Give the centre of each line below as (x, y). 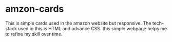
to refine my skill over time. (34, 34)
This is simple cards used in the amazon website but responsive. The (78, 23)
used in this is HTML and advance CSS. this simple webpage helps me (92, 28)
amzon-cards (35, 9)
